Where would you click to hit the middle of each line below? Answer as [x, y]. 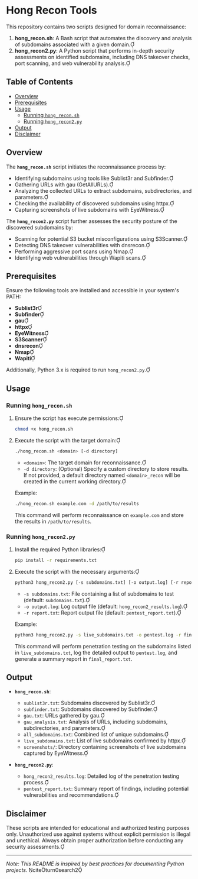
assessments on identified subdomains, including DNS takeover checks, [102, 57]
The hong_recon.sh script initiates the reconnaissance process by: [86, 167]
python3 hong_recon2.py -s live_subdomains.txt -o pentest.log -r [98, 635]
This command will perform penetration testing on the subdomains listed [103, 646]
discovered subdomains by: [40, 227]
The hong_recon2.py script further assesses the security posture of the [92, 221]
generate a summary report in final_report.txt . [73, 659]
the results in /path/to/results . [53, 521]
